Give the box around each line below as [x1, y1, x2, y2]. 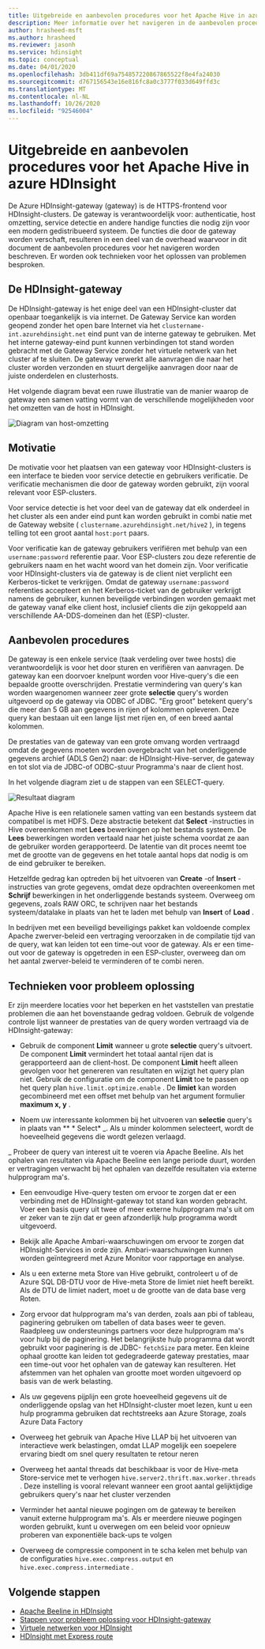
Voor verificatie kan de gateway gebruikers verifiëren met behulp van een [8, 543, 247, 553]
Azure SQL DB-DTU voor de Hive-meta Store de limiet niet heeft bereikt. [19, 1277, 255, 1287]
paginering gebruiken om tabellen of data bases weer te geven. [19, 1318, 226, 1327]
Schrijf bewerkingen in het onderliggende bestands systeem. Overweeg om [8, 891, 256, 900]
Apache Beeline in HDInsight [19, 1606, 113, 1616]
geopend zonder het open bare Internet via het [8, 320, 160, 330]
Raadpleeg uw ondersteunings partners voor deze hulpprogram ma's [19, 1326, 244, 1336]
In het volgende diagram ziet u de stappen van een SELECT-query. [8, 777, 225, 787]
